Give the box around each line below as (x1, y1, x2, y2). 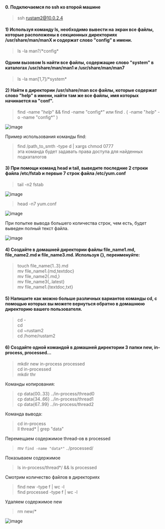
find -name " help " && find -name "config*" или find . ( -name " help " (17, 109, 157, 115)
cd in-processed (17, 366, 52, 372)
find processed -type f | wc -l (17, 489, 78, 495)
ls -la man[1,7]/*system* (17, 76, 67, 82)
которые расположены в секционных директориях (5, 31, 117, 37)
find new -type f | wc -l (17, 484, 65, 490)
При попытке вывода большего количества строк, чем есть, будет (5, 220, 147, 226)
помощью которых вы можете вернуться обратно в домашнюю (5, 300, 145, 306)
